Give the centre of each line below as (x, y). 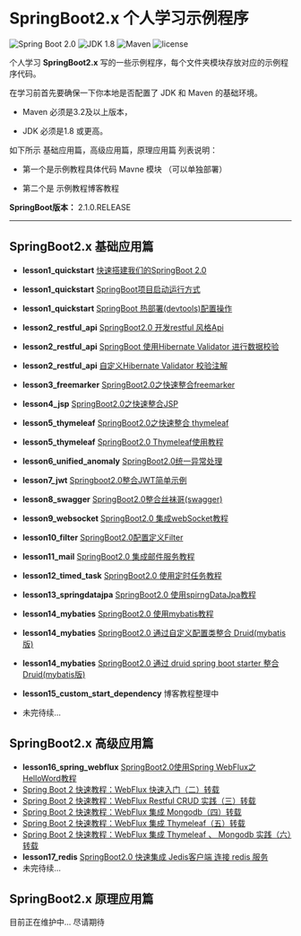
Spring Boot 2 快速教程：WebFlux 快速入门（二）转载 (121, 789)
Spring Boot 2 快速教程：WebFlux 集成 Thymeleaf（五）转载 (134, 823)
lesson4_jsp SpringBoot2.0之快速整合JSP (100, 403)
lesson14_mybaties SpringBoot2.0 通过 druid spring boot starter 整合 (150, 663)
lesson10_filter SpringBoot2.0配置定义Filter (103, 537)
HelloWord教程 (49, 778)
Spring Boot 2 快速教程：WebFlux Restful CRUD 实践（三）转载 (139, 800)
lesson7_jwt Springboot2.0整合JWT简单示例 (104, 480)
